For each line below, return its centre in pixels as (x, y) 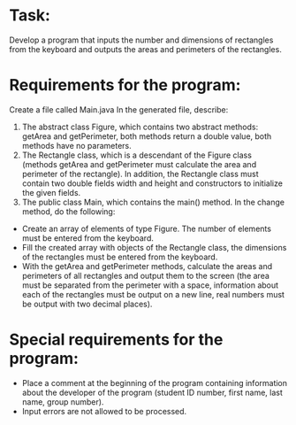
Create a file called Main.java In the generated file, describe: (119, 109)
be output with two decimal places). (87, 304)
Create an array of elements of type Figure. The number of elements (147, 228)
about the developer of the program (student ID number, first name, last (152, 392)
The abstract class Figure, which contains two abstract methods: (140, 127)
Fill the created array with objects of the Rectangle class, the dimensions (154, 247)
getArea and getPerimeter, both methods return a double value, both (147, 136)
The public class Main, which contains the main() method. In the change (153, 202)
